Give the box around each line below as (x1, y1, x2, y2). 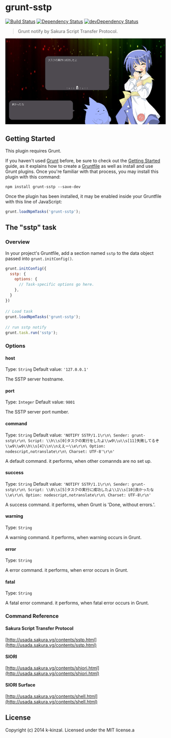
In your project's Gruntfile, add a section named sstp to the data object (5, 250, 154, 256)
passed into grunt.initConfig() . (5, 255, 74, 261)
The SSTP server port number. (5, 409, 70, 415)
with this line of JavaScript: (5, 199, 63, 205)
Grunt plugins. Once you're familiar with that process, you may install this (5, 168, 159, 174)
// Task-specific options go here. (18, 282, 95, 287)
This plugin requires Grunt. (5, 148, 62, 154)
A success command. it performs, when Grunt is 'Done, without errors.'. (5, 501, 156, 508)
